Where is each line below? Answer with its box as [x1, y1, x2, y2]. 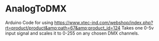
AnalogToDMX [5, 3, 67, 14]
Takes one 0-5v [121, 24, 154, 30]
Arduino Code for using [5, 19, 53, 25]
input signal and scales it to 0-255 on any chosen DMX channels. [5, 30, 139, 36]
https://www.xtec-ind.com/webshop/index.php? [54, 19, 153, 25]
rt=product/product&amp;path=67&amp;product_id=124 [5, 24, 121, 30]
